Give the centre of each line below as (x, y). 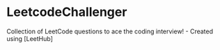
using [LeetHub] (30, 38)
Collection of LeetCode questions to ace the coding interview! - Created (110, 31)
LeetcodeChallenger (67, 12)
